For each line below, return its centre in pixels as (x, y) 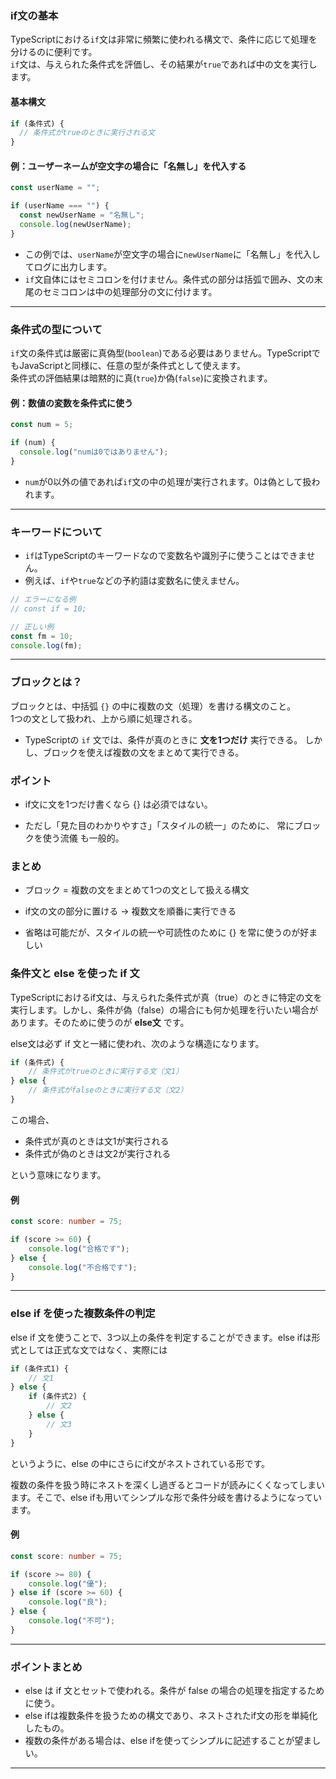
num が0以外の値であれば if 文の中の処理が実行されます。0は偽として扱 (168, 481)
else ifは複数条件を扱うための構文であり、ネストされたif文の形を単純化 (171, 1716)
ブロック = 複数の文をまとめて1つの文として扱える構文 (137, 890)
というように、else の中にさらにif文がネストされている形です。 (140, 1463)
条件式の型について (56, 329)
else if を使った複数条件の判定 (83, 1314)
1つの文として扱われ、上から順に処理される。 (104, 718)
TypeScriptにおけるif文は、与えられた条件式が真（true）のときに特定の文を (166, 997)
